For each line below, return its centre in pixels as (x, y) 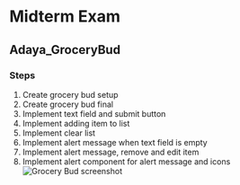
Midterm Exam (65, 17)
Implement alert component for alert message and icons (126, 161)
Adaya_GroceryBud (65, 50)
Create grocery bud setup (70, 94)
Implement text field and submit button (94, 113)
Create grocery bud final (68, 104)
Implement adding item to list (76, 123)
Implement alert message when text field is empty (115, 142)
